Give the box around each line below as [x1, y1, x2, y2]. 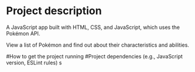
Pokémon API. [6, 30, 41, 37]
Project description [6, 4, 102, 18]
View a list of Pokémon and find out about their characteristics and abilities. [6, 41, 190, 48]
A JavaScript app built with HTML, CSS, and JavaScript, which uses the [6, 24, 180, 31]
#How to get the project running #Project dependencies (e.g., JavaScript [6, 53, 183, 60]
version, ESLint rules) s [6, 59, 62, 66]
